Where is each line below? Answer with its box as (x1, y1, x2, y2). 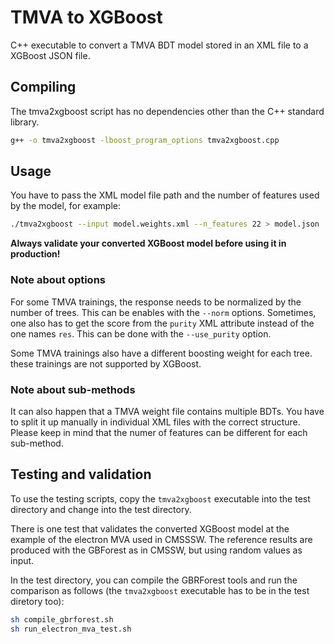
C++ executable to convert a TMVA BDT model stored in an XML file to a (10, 39, 309, 51)
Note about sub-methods (10, 382, 136, 396)
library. (10, 116, 40, 128)
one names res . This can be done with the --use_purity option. (10, 327, 272, 340)
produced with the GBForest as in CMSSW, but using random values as (10, 544, 303, 556)
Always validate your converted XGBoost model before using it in (10, 237, 287, 250)
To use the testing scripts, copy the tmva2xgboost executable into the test (10, 492, 311, 505)
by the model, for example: (10, 200, 121, 212)
